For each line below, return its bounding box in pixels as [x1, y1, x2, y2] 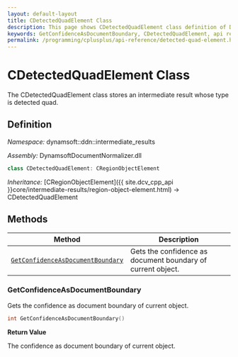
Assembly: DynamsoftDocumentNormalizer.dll [7, 151, 142, 159]
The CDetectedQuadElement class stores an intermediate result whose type [7, 91, 229, 99]
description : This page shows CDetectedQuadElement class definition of [7, 23, 227, 30]
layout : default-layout [7, 10, 78, 18]
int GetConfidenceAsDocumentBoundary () [7, 314, 125, 322]
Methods [7, 213, 48, 225]
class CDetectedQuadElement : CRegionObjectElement [7, 164, 160, 172]
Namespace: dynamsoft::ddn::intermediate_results [7, 137, 156, 146]
